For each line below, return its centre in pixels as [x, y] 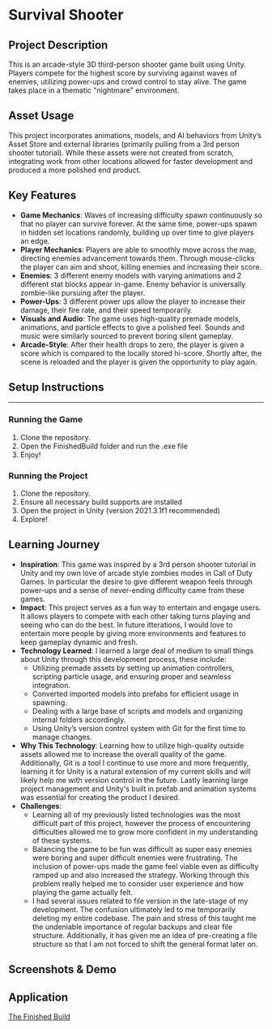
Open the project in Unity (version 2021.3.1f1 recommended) [120, 511]
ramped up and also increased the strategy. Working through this [140, 875]
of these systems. [62, 840]
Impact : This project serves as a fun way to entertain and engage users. [140, 607]
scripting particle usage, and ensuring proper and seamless [132, 677]
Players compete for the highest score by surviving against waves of [123, 73]
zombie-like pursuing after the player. [83, 292]
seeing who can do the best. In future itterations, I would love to [126, 625]
